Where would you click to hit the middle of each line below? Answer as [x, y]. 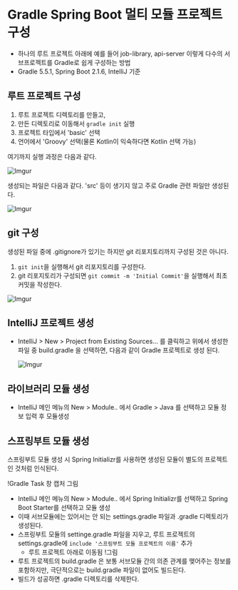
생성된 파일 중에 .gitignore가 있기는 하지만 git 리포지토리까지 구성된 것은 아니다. [118, 251]
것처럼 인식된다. [37, 468]
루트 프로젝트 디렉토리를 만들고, [61, 114]
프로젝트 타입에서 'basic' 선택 [59, 132]
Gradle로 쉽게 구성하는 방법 [93, 62]
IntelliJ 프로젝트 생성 [51, 323]
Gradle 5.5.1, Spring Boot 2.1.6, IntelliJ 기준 [79, 71]
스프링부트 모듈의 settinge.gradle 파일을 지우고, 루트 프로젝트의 [106, 534]
